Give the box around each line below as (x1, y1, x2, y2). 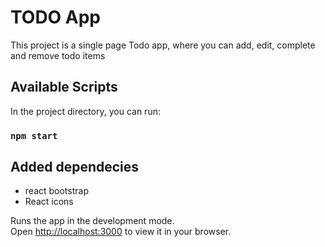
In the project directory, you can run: (10, 105, 161, 117)
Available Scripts (10, 79, 118, 96)
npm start (10, 130, 58, 141)
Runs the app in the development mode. (10, 215, 175, 227)
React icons (24, 196, 74, 208)
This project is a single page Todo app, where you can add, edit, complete (10, 39, 316, 51)
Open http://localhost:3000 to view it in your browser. (10, 226, 232, 238)
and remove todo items (10, 49, 106, 61)
